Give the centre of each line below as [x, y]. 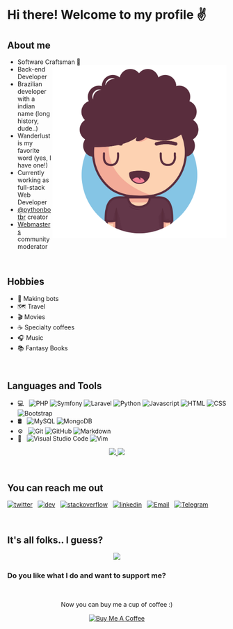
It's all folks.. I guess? [55, 540]
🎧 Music [30, 337]
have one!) [33, 165]
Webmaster [34, 224]
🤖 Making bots [38, 298]
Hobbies [26, 282]
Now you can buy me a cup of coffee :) [117, 604]
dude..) [27, 128]
